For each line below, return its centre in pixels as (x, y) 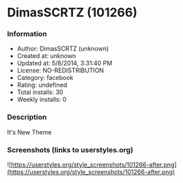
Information (27, 34)
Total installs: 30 (40, 92)
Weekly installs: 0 (42, 100)
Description (27, 117)
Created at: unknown (46, 56)
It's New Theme (29, 132)
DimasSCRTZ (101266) (72, 13)
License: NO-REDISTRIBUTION (60, 70)
